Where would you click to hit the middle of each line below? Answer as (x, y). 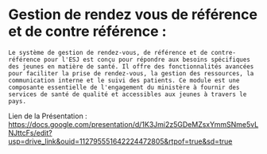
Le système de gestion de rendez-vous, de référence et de (108, 52)
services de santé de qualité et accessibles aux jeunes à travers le (128, 94)
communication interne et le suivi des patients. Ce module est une (124, 80)
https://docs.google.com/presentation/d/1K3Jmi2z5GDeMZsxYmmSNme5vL (133, 124)
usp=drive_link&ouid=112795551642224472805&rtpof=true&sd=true (120, 141)
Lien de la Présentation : (48, 116)
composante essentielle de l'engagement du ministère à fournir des (124, 87)
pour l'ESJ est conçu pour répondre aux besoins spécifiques (147, 60)
